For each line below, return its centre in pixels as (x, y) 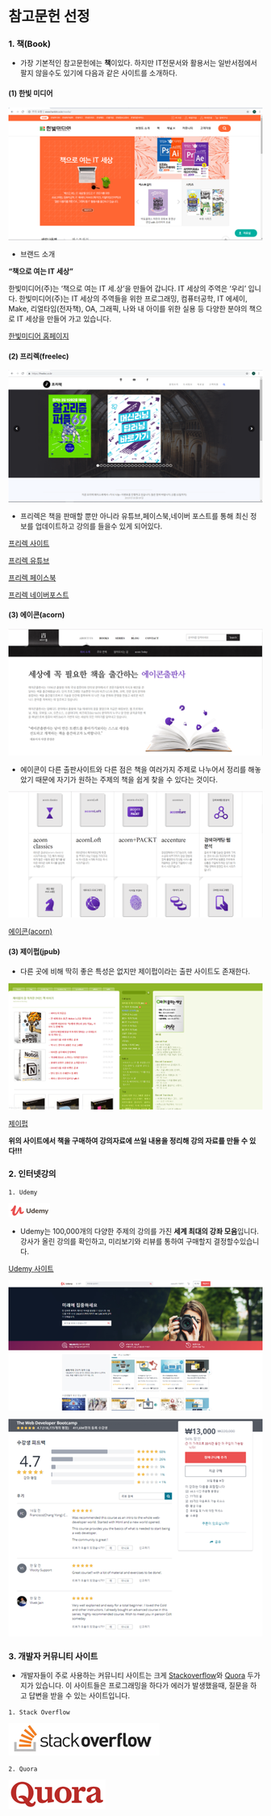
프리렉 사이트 (29, 543)
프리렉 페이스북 (32, 577)
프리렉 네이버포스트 (39, 595)
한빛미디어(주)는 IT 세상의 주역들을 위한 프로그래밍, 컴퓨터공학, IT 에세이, (133, 299)
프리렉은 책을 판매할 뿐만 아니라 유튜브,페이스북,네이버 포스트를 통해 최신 (134, 516)
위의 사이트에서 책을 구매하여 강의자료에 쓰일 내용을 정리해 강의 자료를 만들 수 (128, 1140)
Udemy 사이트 (31, 1269)
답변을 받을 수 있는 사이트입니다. (79, 1695)
